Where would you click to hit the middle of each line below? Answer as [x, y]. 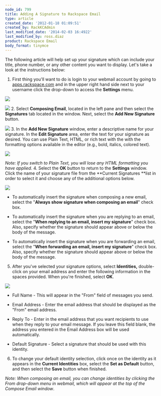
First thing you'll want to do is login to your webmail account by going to [84, 79]
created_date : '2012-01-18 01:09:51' [43, 23]
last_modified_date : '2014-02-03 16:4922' [48, 32]
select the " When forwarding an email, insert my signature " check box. [84, 247]
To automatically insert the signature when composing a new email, [79, 197]
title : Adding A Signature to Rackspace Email [53, 14]
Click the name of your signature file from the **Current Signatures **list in [80, 173]
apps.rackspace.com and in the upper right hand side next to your [78, 84]
